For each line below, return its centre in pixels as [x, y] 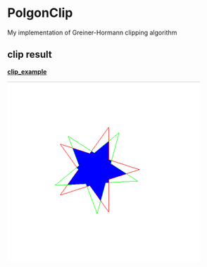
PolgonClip [40, 13]
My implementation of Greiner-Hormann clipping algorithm [92, 32]
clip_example [27, 71]
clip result [30, 55]
